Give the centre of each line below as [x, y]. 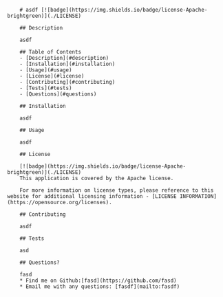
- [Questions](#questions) [58, 94]
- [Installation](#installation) [67, 64]
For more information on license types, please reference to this [117, 190]
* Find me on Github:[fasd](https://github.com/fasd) [98, 280]
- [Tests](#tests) [46, 88]
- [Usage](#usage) [46, 70]
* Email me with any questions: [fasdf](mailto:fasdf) [100, 287]
